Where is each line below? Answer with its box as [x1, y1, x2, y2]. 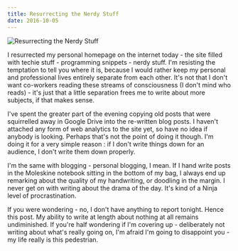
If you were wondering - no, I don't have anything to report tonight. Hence [7, 205, 224, 213]
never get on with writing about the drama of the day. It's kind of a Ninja [7, 183, 218, 192]
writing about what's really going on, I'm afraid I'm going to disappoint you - [7, 228, 229, 236]
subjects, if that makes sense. [7, 95, 94, 104]
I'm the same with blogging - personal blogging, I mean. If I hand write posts [7, 161, 231, 169]
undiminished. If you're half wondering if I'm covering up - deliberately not [7, 220, 225, 228]
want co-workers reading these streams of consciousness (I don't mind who [7, 80, 231, 89]
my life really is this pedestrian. [7, 235, 99, 244]
